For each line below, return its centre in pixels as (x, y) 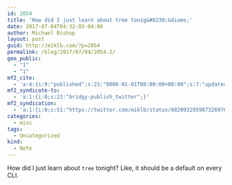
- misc (23, 123)
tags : (15, 129)
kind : (15, 142)
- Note (23, 148)
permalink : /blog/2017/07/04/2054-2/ (61, 52)
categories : (24, 116)
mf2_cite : (21, 78)
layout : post (26, 39)
